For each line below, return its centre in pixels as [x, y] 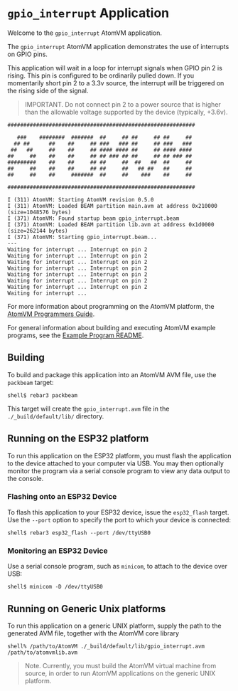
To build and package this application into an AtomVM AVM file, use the [112, 374]
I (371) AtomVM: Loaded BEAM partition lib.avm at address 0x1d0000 [111, 225]
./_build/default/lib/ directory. [56, 416]
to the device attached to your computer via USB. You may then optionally [115, 463]
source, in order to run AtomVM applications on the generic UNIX [120, 673]
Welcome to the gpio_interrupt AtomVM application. [85, 33]
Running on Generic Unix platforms [87, 609]
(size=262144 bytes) [38, 231]
